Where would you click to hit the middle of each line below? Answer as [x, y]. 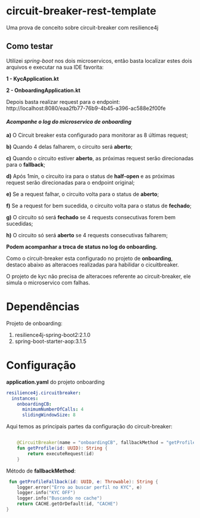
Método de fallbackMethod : [41, 471]
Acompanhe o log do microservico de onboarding [69, 122]
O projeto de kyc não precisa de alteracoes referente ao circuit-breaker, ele [99, 276]
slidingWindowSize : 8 [49, 415]
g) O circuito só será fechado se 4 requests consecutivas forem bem [91, 217]
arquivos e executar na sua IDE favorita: [55, 67]
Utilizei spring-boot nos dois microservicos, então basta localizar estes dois [99, 60]
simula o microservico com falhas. [48, 283]
